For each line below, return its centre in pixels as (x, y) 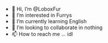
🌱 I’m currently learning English (49, 21)
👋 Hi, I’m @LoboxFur (36, 9)
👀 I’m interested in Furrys (42, 15)
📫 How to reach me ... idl (42, 34)
